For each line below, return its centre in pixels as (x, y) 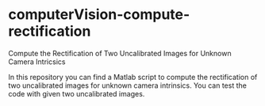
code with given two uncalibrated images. (77, 93)
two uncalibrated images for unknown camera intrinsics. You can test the (128, 85)
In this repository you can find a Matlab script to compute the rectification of (133, 77)
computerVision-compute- (99, 15)
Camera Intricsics (37, 62)
